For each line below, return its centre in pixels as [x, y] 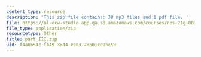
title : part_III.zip [32, 39]
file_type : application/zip [41, 28]
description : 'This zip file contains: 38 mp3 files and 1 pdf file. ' [97, 17]
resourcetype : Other [32, 34]
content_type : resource [36, 12]
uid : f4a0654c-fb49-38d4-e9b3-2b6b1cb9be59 [61, 45]
